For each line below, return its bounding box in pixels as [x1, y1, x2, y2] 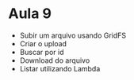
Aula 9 [8, 5, 52, 23]
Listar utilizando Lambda [19, 64, 101, 73]
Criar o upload [19, 38, 67, 48]
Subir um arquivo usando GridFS [19, 31, 127, 40]
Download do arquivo [19, 56, 90, 65]
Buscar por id [19, 47, 64, 56]
